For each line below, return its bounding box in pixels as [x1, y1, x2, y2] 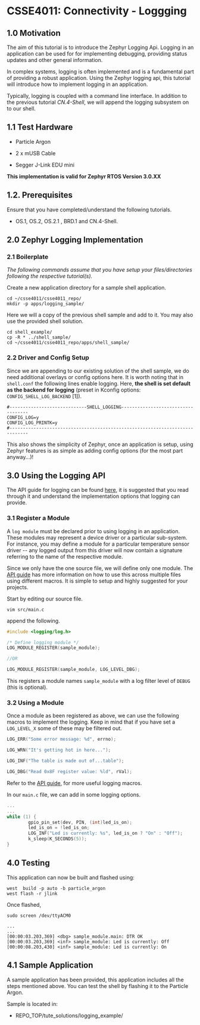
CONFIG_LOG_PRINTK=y [7, 420, 58, 426]
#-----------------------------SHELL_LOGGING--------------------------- [7, 404, 194, 410]
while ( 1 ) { [7, 814, 36, 820]
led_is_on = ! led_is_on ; [28, 825, 90, 831]
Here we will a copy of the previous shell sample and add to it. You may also [7, 312, 193, 319]
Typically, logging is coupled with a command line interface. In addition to [7, 93, 187, 99]
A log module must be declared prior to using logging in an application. [7, 527, 180, 535]
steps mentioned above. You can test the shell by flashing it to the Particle [7, 982, 189, 989]
